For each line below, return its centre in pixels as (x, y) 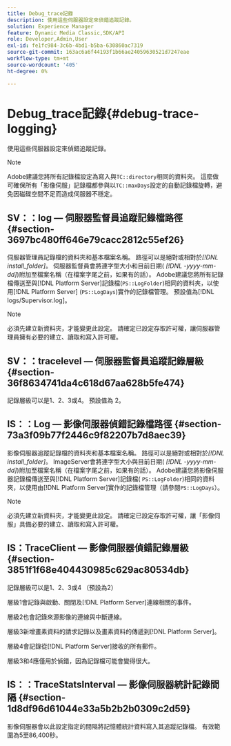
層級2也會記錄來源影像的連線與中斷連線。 (67, 617)
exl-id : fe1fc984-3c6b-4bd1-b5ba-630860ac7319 (75, 46)
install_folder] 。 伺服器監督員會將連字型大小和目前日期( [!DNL (95, 266)
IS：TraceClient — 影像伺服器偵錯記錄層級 (98, 548)
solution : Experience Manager (51, 26)
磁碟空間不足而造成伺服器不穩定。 (67, 194)
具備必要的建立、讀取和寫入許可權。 (70, 524)
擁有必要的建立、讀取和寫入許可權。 (70, 337)
